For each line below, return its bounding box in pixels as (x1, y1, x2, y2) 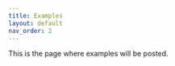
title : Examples (8, 11, 63, 20)
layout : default (8, 19, 63, 27)
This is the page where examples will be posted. (8, 49, 169, 59)
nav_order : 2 (8, 27, 52, 35)
